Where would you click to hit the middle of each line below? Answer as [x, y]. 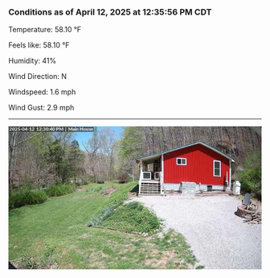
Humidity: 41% [33, 61]
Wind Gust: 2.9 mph [41, 108]
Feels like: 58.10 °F [39, 45]
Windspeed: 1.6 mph [42, 92]
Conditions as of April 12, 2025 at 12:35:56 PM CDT [110, 12]
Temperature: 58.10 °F [45, 30]
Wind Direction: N [37, 77]
